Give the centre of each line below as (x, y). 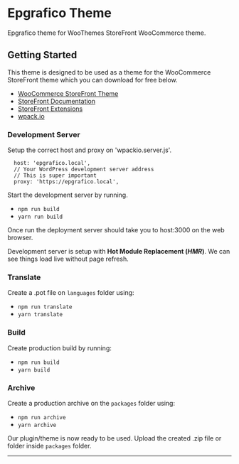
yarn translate (40, 315)
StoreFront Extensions (50, 109)
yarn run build (40, 217)
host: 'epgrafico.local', (52, 163)
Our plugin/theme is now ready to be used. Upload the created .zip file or (115, 438)
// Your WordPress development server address (84, 169)
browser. (20, 238)
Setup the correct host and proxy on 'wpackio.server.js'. (90, 150)
